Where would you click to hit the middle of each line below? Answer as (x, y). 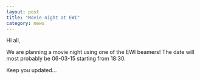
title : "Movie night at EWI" (43, 18)
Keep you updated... (32, 70)
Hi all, (13, 41)
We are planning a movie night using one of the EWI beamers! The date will (100, 52)
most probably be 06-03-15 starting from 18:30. (66, 59)
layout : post (23, 12)
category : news (26, 23)
